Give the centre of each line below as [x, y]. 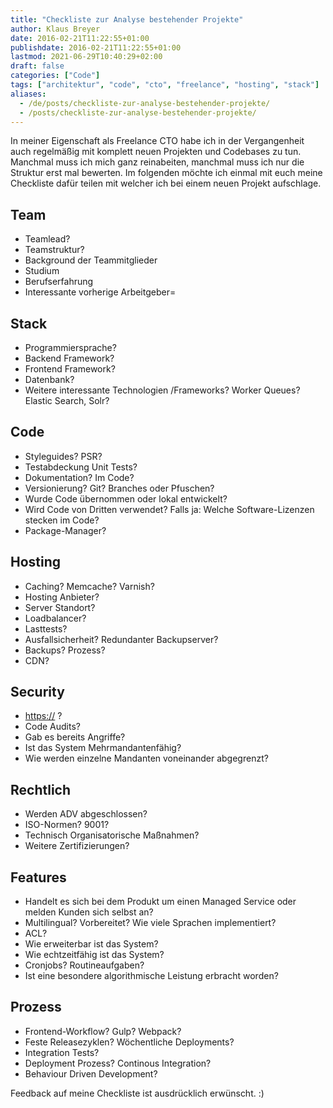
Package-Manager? [65, 530]
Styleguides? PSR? [63, 456]
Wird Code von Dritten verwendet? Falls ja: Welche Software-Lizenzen [169, 509]
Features [38, 877]
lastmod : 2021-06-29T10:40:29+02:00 [86, 57]
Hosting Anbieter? [62, 597]
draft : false [37, 66]
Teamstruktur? [54, 250]
